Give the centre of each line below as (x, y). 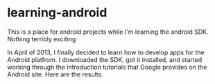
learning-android (57, 13)
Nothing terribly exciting (42, 39)
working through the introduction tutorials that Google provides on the (107, 67)
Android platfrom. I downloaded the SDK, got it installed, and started (105, 59)
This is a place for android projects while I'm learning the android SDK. (108, 32)
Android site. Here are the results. (55, 74)
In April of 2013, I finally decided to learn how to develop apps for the (106, 52)
